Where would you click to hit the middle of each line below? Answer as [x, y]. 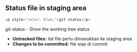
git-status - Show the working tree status [47, 29]
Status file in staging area [46, 8]
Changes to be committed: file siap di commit [60, 44]
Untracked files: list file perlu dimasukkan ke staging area [72, 39]
